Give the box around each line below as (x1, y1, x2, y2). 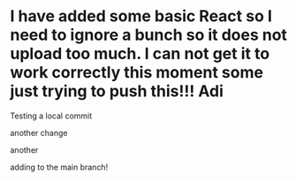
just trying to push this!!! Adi (10, 81, 224, 102)
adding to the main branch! (10, 162, 109, 172)
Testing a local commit (10, 110, 93, 121)
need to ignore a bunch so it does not (10, 25, 288, 45)
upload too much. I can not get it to (10, 44, 270, 64)
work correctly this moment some (10, 63, 264, 83)
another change (10, 127, 68, 138)
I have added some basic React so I (10, 6, 273, 26)
